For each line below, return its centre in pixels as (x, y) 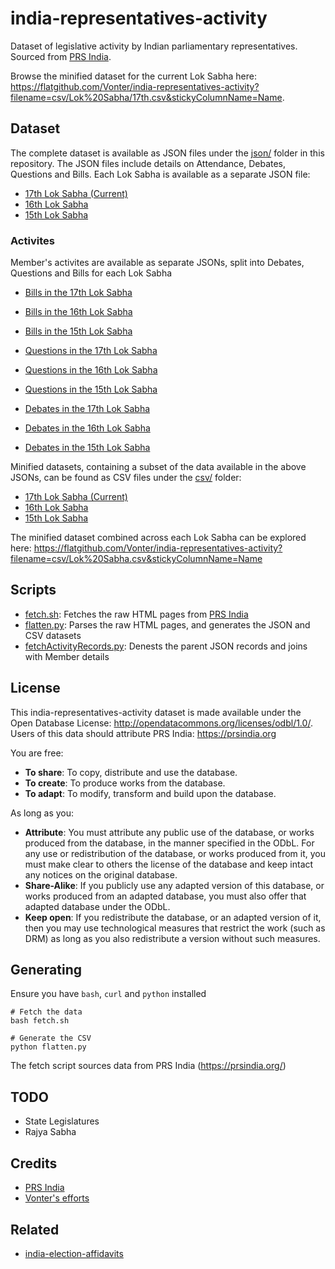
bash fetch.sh (40, 1021)
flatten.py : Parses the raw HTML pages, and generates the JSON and (167, 624)
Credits (34, 1163)
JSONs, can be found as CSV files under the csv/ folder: (126, 478)
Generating (46, 970)
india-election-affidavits (74, 1253)
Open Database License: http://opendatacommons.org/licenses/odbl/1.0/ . (161, 723)
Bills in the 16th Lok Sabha (78, 312)
